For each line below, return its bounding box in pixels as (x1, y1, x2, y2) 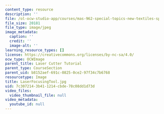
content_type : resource (5, 7, 54, 12)
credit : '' (9, 39, 32, 44)
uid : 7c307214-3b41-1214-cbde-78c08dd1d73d (5, 83, 95, 89)
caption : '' (9, 34, 34, 39)
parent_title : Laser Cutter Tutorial (5, 61, 82, 66)
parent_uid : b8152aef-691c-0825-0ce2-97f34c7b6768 (5, 70, 110, 75)
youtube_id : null (9, 102, 45, 107)
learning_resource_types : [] (5, 48, 64, 52)
